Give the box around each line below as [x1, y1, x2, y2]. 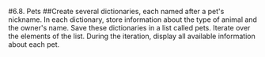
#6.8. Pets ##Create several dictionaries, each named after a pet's [8, 7, 225, 16]
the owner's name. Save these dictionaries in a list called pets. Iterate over [8, 23, 251, 32]
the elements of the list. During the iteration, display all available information [8, 31, 256, 41]
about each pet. [8, 40, 60, 49]
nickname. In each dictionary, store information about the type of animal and [8, 15, 257, 24]
